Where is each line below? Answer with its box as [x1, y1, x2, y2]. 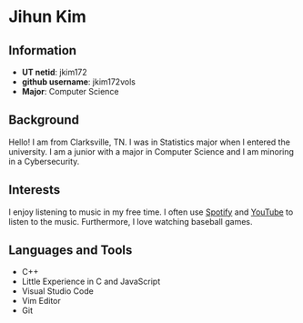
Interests [8, 182, 61, 197]
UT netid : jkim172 [21, 66, 87, 77]
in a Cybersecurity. [8, 156, 80, 167]
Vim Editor [21, 296, 61, 307]
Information [8, 43, 77, 58]
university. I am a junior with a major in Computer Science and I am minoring [8, 146, 295, 156]
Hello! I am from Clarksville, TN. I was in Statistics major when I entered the [8, 136, 290, 147]
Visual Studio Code [21, 286, 95, 297]
